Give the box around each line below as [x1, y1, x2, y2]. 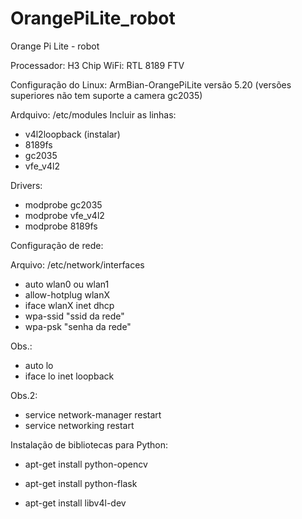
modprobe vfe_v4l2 [24, 209, 105, 221]
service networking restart [24, 419, 135, 431]
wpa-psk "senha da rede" [24, 320, 132, 332]
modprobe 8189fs [24, 220, 98, 232]
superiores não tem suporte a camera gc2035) [10, 89, 203, 101]
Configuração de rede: [10, 239, 104, 251]
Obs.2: [10, 389, 38, 401]
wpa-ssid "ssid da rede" [24, 310, 125, 322]
